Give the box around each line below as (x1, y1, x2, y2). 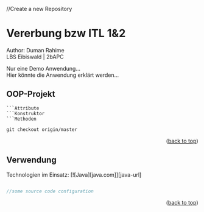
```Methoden (6, 116, 37, 122)
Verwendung (6, 155, 57, 165)
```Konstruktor (6, 110, 45, 116)
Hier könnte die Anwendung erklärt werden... (6, 71, 119, 79)
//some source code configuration (6, 188, 94, 194)
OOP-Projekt (6, 89, 55, 99)
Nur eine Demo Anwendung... (6, 65, 81, 72)
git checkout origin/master (6, 126, 78, 133)
